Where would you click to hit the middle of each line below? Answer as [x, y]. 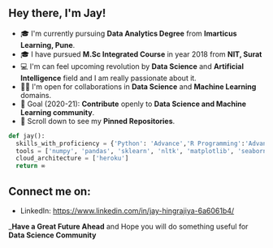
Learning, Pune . [48, 45]
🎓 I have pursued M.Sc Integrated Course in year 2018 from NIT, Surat [141, 54]
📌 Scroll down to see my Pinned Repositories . [97, 121]
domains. [35, 95]
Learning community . [57, 112]
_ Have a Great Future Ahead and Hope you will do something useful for [128, 227]
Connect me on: [50, 191]
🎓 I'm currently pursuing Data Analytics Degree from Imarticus [128, 33]
